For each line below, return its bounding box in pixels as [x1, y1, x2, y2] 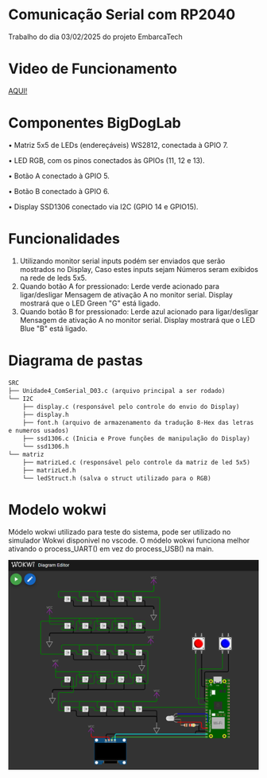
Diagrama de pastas [8, 352, 143, 369]
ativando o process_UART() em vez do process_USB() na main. [8, 543, 215, 554]
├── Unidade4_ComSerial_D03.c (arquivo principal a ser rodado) [8, 387, 226, 395]
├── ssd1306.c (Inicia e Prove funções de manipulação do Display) [22, 434, 250, 442]
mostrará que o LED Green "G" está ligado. [19, 298, 161, 308]
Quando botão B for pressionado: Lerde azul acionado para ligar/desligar [19, 306, 259, 316]
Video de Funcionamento [8, 60, 177, 78]
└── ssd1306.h [22, 442, 69, 450]
